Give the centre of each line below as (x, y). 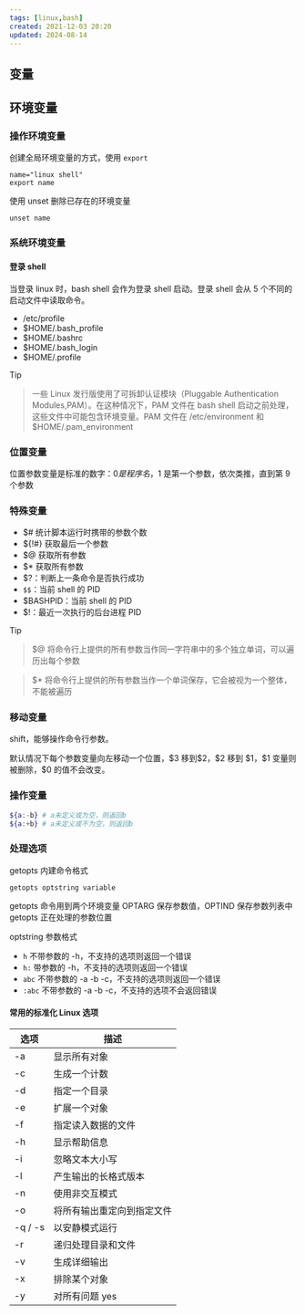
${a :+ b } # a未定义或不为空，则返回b (71, 824)
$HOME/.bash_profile (63, 328)
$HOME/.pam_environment (82, 426)
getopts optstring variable (63, 887)
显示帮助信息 (81, 1143)
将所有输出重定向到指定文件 (113, 1211)
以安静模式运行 (86, 1228)
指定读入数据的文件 (95, 1125)
